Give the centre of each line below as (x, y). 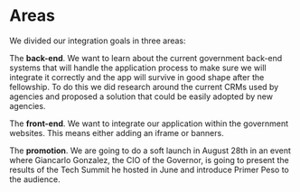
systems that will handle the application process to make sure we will (138, 68)
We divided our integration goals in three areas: (98, 41)
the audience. (35, 179)
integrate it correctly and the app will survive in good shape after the (137, 77)
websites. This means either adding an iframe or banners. (117, 133)
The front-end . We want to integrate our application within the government (149, 123)
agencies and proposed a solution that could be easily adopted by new (141, 96)
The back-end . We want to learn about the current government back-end (146, 58)
